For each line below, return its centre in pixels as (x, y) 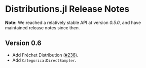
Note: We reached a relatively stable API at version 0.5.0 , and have (73, 23)
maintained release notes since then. (42, 27)
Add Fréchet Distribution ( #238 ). (45, 55)
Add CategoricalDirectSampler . (44, 60)
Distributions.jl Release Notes (67, 9)
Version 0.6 (23, 43)
